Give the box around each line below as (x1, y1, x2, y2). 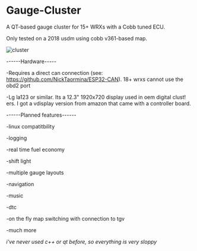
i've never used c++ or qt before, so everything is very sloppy (6, 238, 157, 245)
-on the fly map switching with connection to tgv (6, 215, 125, 222)
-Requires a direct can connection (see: (6, 69, 103, 76)
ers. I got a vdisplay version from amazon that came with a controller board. (6, 99, 191, 107)
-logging (6, 134, 27, 142)
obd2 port (6, 81, 31, 89)
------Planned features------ (6, 111, 77, 118)
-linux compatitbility (6, 123, 55, 130)
